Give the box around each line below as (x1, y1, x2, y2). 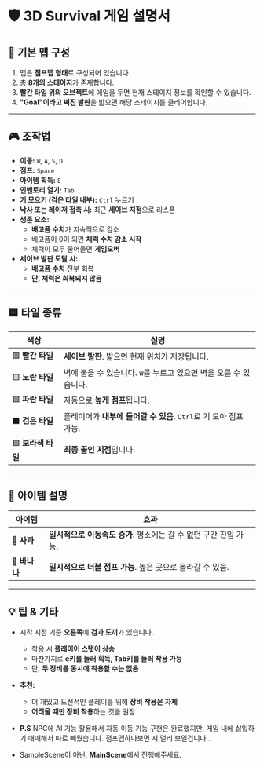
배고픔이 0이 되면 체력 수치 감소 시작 (31, 234, 142, 243)
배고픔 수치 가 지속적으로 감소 (31, 225, 120, 234)
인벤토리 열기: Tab (19, 185, 75, 195)
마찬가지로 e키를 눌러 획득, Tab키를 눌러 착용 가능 (31, 654, 183, 663)
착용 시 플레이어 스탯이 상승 (31, 645, 115, 654)
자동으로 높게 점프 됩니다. (63, 395, 150, 406)
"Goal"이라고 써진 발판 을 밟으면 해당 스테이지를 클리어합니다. (19, 97, 208, 107)
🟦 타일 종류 (8, 306, 62, 320)
